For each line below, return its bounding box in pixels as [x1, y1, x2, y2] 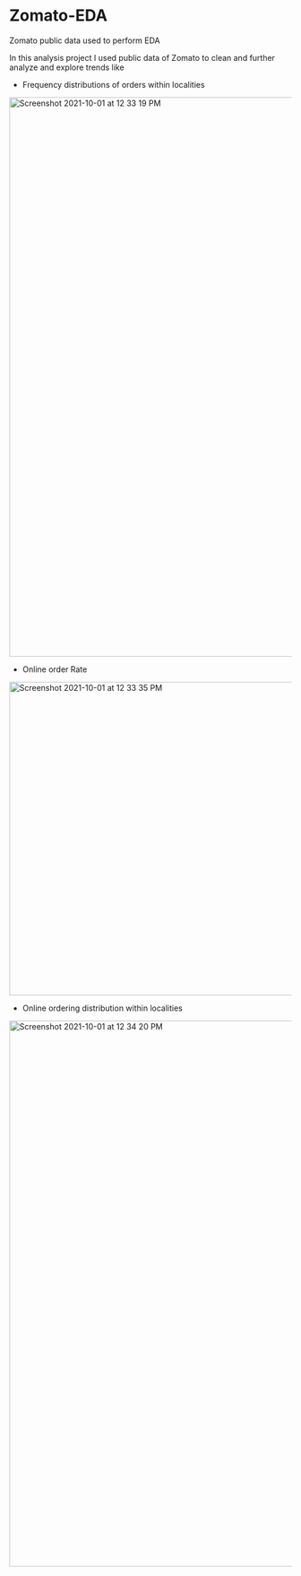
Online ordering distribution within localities [21, 1003, 184, 1013]
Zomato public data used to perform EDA [9, 35, 161, 46]
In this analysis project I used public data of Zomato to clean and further [9, 52, 276, 63]
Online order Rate [21, 664, 88, 675]
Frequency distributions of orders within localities [21, 79, 205, 90]
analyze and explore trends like [9, 62, 125, 73]
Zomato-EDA [9, 5, 107, 26]
